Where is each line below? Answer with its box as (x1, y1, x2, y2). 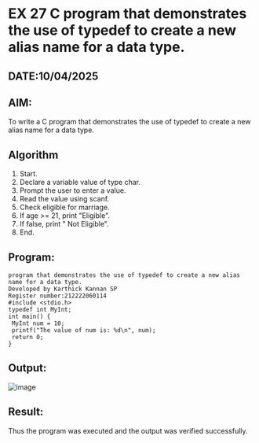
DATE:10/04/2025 (8, 69, 99, 83)
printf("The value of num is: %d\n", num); (11, 327, 156, 334)
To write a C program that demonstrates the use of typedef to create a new (8, 117, 251, 127)
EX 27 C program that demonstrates (8, 5, 247, 23)
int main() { (8, 312, 51, 321)
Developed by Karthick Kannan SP (8, 285, 118, 293)
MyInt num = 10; (11, 319, 65, 327)
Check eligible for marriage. (19, 202, 110, 212)
